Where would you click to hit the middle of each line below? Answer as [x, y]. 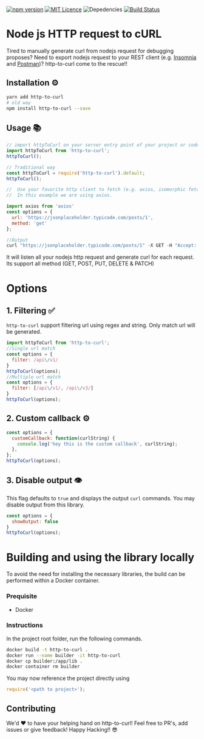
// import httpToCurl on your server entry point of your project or [96, 145]
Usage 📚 [24, 128]
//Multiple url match [34, 377]
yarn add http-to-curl [35, 97]
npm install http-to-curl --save [49, 108]
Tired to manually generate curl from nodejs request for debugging [90, 51]
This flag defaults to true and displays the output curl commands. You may [101, 498]
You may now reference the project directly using [68, 678]
